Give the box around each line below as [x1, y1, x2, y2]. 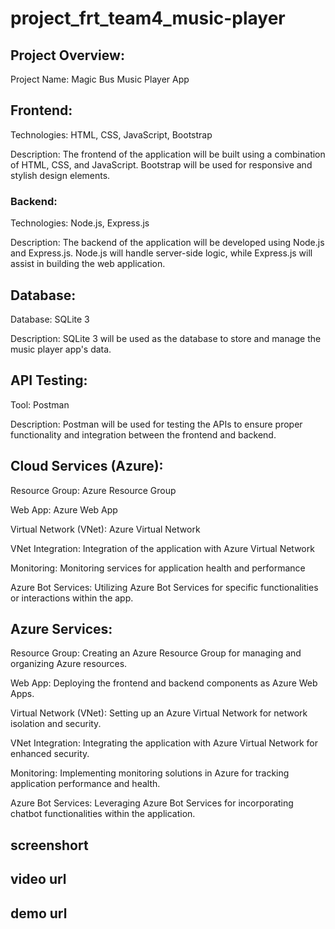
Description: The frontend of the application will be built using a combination [10, 148, 326, 160]
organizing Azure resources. [10, 658, 128, 670]
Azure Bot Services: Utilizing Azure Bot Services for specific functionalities [10, 581, 319, 593]
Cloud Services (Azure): [10, 458, 164, 475]
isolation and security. [10, 718, 102, 730]
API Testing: [10, 372, 88, 389]
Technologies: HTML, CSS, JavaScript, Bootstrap [10, 128, 213, 141]
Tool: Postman [10, 398, 70, 411]
